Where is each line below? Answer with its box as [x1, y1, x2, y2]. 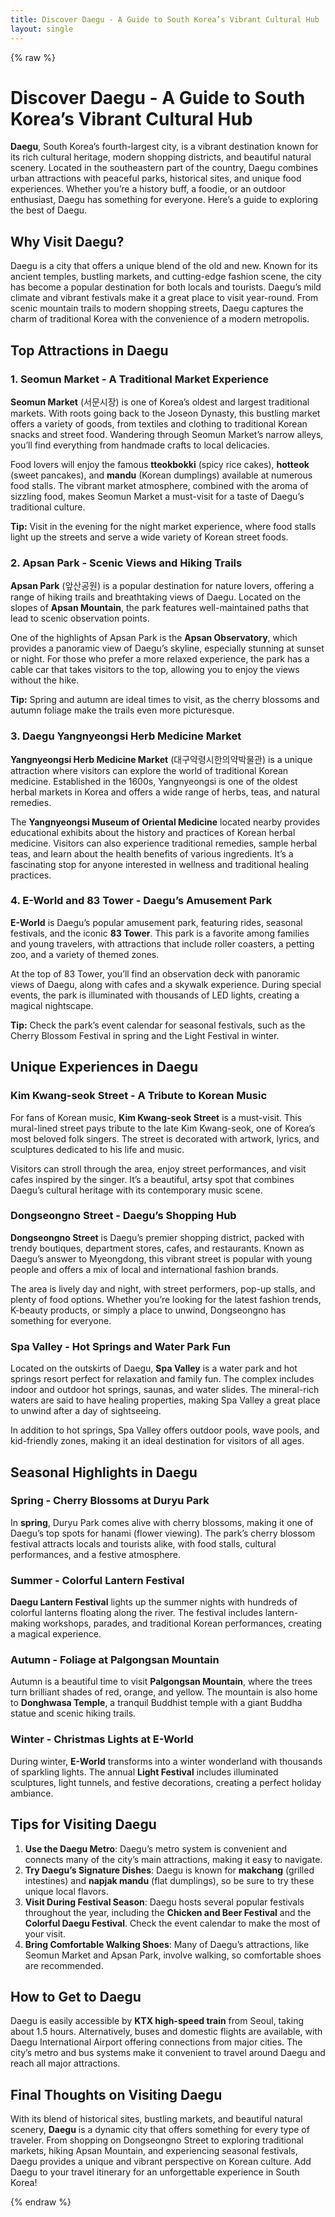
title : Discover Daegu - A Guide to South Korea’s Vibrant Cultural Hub [10, 14, 320, 25]
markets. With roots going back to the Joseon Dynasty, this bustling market [10, 407, 321, 419]
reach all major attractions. [10, 2057, 121, 2070]
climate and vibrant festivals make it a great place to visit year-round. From [10, 292, 319, 304]
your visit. [24, 1927, 66, 1940]
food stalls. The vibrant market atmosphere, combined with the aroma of [10, 479, 309, 491]
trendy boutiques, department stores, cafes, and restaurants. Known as [10, 1242, 305, 1254]
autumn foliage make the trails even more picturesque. [10, 704, 235, 716]
